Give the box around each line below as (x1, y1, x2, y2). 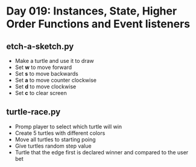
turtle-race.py (6, 107, 61, 117)
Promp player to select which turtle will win (14, 123, 122, 130)
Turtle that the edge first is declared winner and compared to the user (14, 148, 189, 156)
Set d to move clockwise (14, 83, 77, 90)
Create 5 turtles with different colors (14, 129, 106, 137)
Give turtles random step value (14, 142, 92, 149)
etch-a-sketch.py (6, 41, 74, 51)
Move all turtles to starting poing (14, 136, 96, 143)
